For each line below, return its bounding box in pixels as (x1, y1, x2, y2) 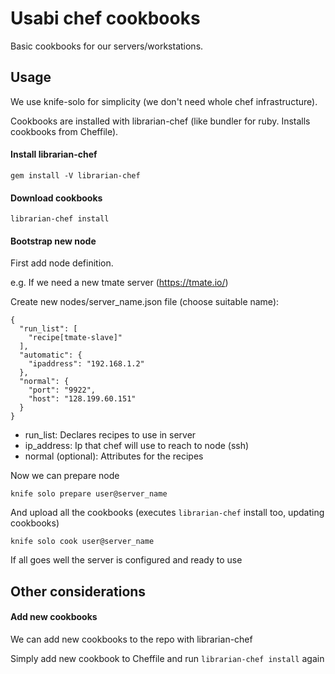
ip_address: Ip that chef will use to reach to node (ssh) (24, 440, 250, 452)
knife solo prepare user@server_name (10, 489, 168, 499)
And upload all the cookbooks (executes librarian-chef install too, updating (10, 507, 325, 519)
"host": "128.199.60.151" (28, 394, 137, 404)
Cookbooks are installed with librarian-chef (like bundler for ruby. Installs (10, 115, 311, 127)
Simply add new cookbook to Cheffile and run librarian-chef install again (10, 652, 325, 664)
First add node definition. (10, 257, 114, 269)
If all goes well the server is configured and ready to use (10, 554, 243, 566)
